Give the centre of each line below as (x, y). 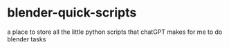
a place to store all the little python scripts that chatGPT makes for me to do (115, 32)
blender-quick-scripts (72, 13)
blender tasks (27, 39)
